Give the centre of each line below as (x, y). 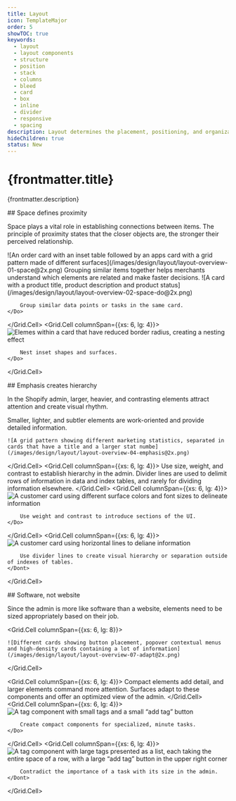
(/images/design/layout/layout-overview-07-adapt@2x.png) (94, 655)
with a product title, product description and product (83, 285)
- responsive (33, 118)
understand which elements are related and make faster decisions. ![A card (116, 278)
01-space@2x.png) (35, 270)
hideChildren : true (36, 138)
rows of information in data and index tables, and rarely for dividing (104, 481)
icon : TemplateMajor (38, 20)
